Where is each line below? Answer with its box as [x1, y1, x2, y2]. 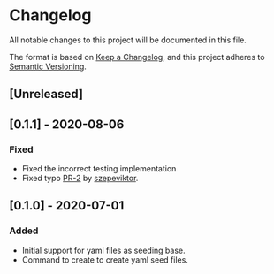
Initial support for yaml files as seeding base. [21, 245, 186, 255]
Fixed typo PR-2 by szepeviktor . [21, 173, 139, 184]
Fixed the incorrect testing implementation [21, 164, 177, 174]
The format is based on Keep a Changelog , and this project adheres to [9, 51, 265, 62]
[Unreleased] [9, 87, 84, 102]
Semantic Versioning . [9, 61, 87, 72]
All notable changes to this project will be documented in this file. [9, 34, 247, 45]
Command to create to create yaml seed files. [21, 254, 188, 265]
